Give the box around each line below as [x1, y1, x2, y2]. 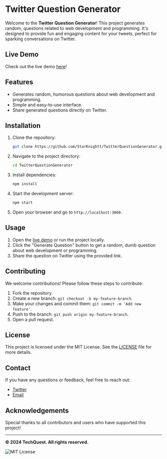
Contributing [5, 267, 46, 276]
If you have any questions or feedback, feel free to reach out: [5, 377, 131, 383]
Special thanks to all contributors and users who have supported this [5, 419, 146, 425]
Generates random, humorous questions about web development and [12, 91, 155, 97]
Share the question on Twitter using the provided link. [12, 252, 122, 258]
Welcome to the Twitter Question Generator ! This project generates [5, 20, 145, 26]
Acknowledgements [5, 406, 69, 415]
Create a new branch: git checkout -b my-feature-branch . [12, 295, 133, 301]
